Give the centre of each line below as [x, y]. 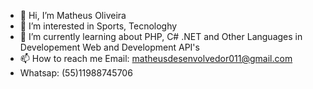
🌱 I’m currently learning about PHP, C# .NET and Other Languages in [161, 36]
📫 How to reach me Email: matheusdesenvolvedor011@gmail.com [156, 58]
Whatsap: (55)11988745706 [76, 73]
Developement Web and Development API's [109, 47]
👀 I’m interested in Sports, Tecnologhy [98, 26]
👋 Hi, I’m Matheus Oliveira [73, 15]
